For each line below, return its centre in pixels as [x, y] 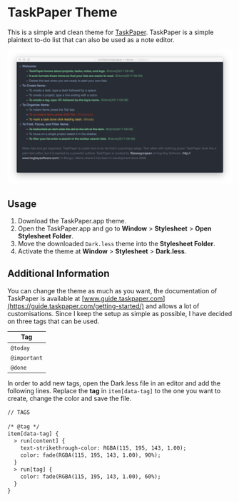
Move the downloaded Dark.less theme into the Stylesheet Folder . [116, 243]
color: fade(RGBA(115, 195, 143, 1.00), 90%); [91, 455]
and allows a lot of [172, 306]
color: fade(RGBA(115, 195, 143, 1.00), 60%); [91, 476]
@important [26, 358]
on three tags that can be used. [54, 321]
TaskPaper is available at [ [46, 298]
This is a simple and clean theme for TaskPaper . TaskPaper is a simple [111, 32]
